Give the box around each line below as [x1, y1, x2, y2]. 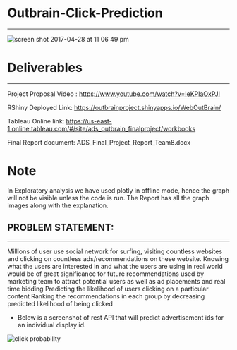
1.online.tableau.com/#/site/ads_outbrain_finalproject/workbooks [7, 124, 196, 133]
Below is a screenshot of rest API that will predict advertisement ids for [17, 313, 224, 322]
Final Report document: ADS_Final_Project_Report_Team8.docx [7, 138, 191, 146]
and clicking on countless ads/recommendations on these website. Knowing [7, 254, 229, 262]
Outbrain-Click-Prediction [7, 5, 164, 21]
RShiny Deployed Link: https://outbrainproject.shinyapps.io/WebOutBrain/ [7, 103, 221, 111]
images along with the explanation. [7, 201, 109, 210]
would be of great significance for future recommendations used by [7, 270, 205, 278]
